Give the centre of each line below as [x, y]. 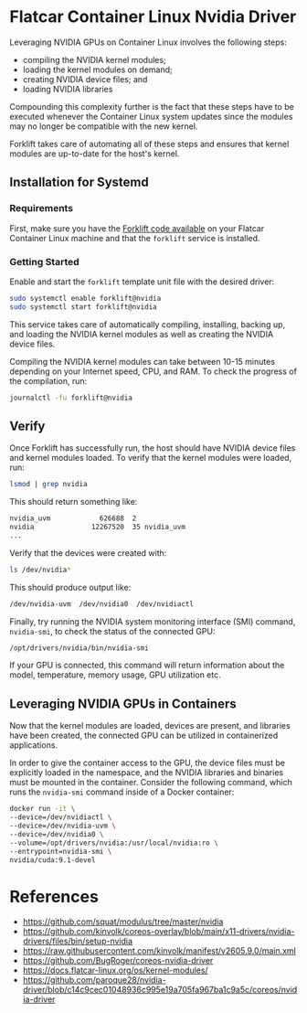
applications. [33, 745]
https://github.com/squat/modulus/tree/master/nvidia [123, 922]
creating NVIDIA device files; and [85, 79]
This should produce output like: [70, 587]
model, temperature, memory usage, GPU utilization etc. [115, 675]
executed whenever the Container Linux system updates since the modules [151, 116]
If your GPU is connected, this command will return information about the [147, 666]
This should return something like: [74, 502]
